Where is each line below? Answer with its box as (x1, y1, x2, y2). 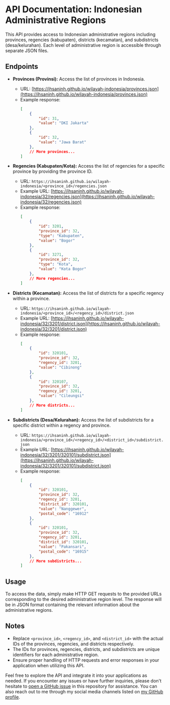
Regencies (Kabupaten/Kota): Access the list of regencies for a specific (12, 163, 165, 169)
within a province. (12, 295, 50, 301)
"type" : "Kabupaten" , (38, 233, 85, 238)
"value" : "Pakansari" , (38, 544, 87, 549)
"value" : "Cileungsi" (38, 394, 85, 399)
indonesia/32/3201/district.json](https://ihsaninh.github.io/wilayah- (20, 320, 160, 327)
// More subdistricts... (29, 558, 82, 564)
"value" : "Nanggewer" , (38, 506, 87, 511)
